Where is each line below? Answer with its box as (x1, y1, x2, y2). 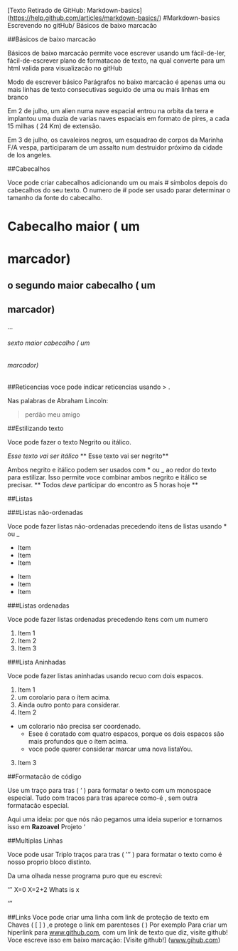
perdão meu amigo (24, 410, 80, 419)
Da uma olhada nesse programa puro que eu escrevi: (7, 872, 163, 880)
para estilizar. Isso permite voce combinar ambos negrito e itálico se (7, 473, 207, 482)
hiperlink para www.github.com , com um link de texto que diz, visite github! (7, 928, 229, 937)
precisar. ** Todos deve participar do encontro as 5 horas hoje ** (7, 481, 199, 489)
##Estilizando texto (7, 424, 64, 433)
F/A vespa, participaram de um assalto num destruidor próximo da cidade (7, 143, 223, 152)
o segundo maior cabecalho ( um (7, 279, 156, 291)
